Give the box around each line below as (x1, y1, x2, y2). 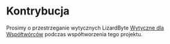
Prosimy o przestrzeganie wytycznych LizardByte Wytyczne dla (6, 24, 164, 31)
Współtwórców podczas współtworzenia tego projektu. (6, 30, 143, 37)
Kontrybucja (6, 4, 70, 18)
